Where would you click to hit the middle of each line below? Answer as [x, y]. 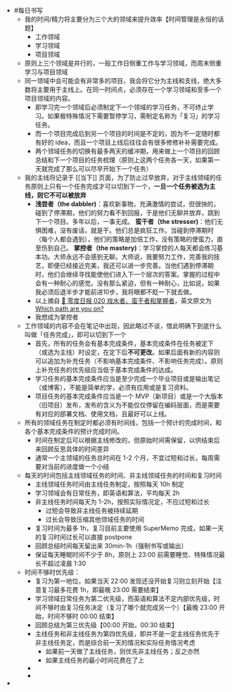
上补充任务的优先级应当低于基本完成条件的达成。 [106, 370]
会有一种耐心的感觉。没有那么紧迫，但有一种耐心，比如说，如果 [127, 283]
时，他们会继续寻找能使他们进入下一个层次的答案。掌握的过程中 [127, 274]
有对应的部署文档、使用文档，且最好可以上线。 [103, 414]
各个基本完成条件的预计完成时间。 [74, 431]
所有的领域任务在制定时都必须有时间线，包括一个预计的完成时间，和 [123, 422]
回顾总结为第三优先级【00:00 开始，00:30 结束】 [106, 625]
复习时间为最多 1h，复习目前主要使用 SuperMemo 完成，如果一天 [129, 528]
